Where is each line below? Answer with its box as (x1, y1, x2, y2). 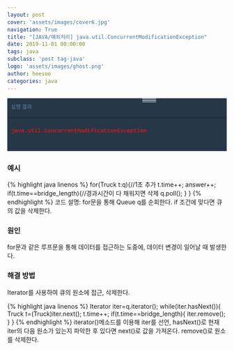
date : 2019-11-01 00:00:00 (7, 41, 86, 48)
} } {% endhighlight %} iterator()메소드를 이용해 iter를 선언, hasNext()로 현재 (7, 318, 220, 326)
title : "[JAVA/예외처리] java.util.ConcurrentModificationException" (7, 34, 208, 41)
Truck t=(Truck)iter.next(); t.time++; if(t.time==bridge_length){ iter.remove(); (7, 309, 226, 318)
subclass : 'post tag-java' (7, 56, 86, 63)
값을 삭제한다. (14, 206, 52, 214)
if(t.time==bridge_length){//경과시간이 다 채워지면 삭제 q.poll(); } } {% (7, 189, 202, 197)
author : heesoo (7, 70, 52, 77)
